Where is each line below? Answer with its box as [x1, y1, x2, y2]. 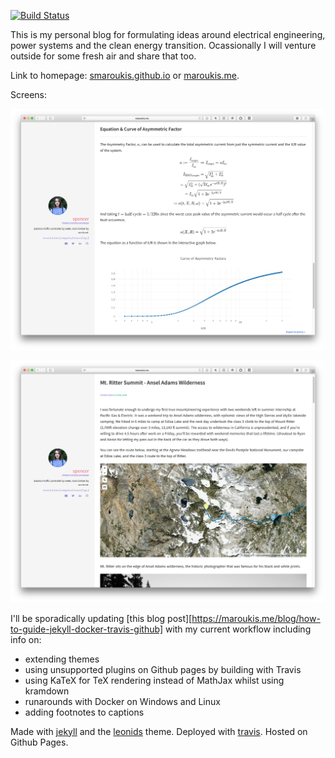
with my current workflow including [164, 623, 312, 635]
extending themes [24, 653, 100, 665]
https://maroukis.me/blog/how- [191, 612, 321, 624]
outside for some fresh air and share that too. [10, 50, 197, 62]
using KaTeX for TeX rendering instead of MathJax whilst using [24, 674, 285, 686]
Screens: [10, 89, 48, 100]
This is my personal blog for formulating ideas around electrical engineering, [10, 29, 326, 40]
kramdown [24, 685, 70, 697]
